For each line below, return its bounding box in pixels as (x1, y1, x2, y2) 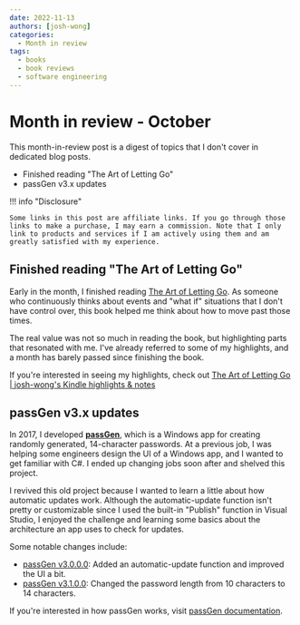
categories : (9, 30, 54, 39)
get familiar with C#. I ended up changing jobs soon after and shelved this (9, 458, 285, 469)
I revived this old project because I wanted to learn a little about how (9, 485, 265, 496)
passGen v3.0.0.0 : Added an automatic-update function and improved (22, 559, 285, 570)
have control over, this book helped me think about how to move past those (9, 305, 291, 316)
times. (9, 315, 33, 326)
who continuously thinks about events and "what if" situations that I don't (9, 296, 284, 307)
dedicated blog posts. (9, 151, 91, 161)
